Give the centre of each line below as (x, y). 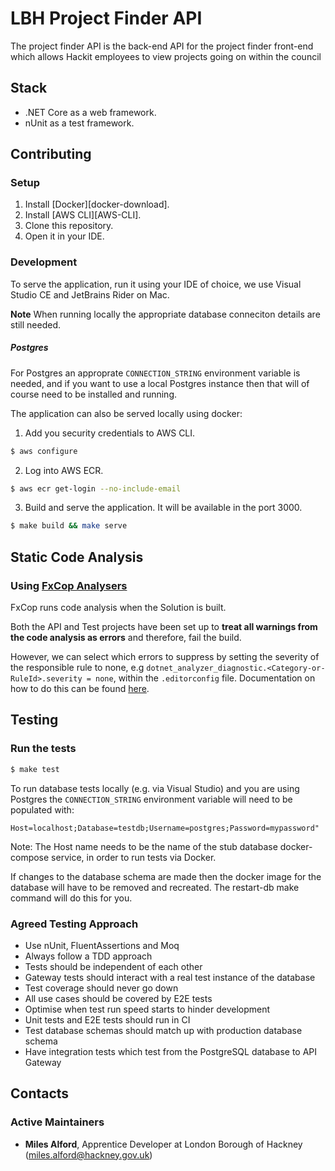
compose (30, 857)
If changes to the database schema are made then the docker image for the (166, 876)
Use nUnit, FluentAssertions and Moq (102, 945)
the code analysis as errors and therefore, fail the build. (126, 638)
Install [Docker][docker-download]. (97, 204)
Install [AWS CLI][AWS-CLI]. (83, 215)
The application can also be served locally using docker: (126, 413)
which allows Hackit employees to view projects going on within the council (166, 56)
